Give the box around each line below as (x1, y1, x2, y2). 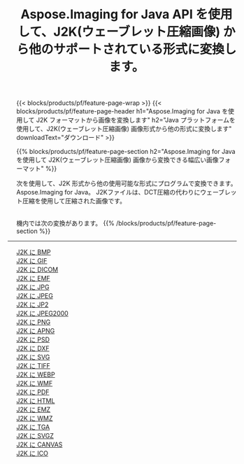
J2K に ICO (16, 449, 49, 458)
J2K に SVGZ (16, 432, 55, 440)
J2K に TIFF (16, 362, 51, 370)
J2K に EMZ (16, 405, 51, 414)
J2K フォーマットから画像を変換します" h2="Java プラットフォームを (36, 116, 236, 125)
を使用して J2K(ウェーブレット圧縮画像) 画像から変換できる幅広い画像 (16, 155, 219, 164)
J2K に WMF (16, 379, 53, 388)
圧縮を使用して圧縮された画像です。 (22, 197, 127, 205)
